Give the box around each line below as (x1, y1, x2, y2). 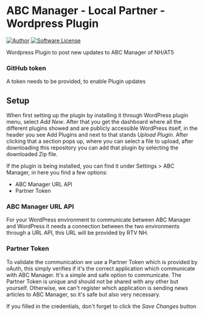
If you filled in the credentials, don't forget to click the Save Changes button (6, 303, 197, 310)
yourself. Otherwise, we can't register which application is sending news (6, 284, 189, 292)
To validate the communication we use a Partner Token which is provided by (6, 258, 198, 265)
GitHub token (6, 63, 47, 72)
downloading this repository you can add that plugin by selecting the (6, 144, 178, 151)
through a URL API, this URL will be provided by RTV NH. (6, 229, 149, 237)
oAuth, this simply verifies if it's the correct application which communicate (6, 265, 195, 272)
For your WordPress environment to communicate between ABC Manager (6, 216, 191, 223)
